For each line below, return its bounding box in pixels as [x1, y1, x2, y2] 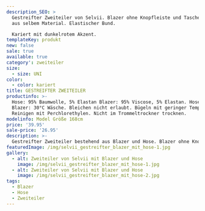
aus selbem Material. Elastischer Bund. [12, 20, 116, 26]
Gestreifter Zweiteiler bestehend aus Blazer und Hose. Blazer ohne [12, 139, 190, 145]
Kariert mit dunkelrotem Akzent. [12, 31, 97, 37]
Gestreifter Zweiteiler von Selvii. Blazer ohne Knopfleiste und [12, 15, 182, 21]
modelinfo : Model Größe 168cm [6, 116, 84, 122]
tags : [6, 178, 20, 184]
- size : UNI [12, 71, 43, 77]
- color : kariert [12, 82, 56, 88]
